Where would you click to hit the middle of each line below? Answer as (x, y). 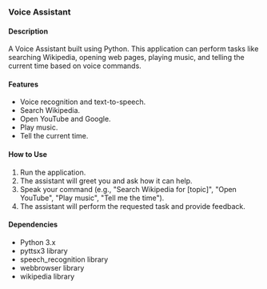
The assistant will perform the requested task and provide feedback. (133, 206)
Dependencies (33, 225)
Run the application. (53, 172)
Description (28, 31)
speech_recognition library (64, 259)
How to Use (28, 154)
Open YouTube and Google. (65, 119)
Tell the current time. (54, 136)
